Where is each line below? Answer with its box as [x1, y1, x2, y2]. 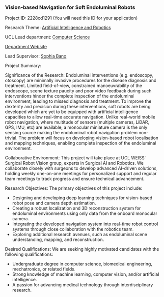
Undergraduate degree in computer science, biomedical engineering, [12, 261, 152, 267]
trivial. [5, 135, 18, 141]
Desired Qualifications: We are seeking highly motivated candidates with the [5, 246, 160, 252]
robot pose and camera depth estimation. [12, 200, 96, 206]
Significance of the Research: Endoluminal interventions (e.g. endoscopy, [5, 72, 154, 78]
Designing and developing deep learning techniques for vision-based [12, 195, 153, 201]
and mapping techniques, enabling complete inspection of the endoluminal [5, 140, 156, 146]
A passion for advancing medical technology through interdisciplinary [12, 282, 153, 288]
